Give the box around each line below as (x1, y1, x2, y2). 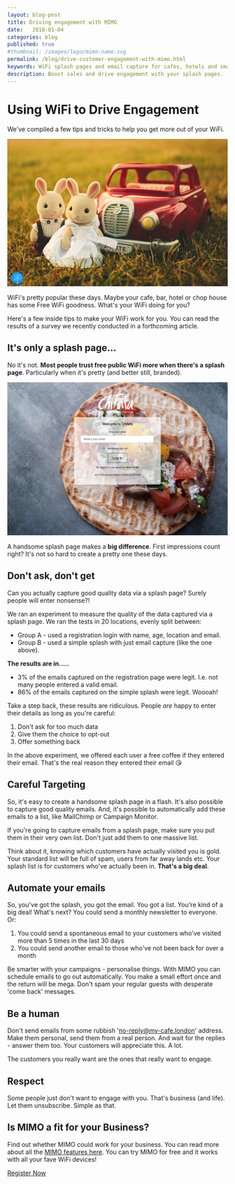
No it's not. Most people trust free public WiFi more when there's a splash (7, 361, 225, 369)
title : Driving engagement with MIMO (7, 18, 117, 26)
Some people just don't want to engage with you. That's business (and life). (7, 1094, 225, 1103)
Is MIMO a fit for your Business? (7, 1122, 150, 1133)
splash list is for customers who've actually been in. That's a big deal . (7, 861, 209, 870)
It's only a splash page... (7, 342, 117, 354)
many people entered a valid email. (17, 680, 119, 689)
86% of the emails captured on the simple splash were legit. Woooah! (17, 687, 218, 696)
